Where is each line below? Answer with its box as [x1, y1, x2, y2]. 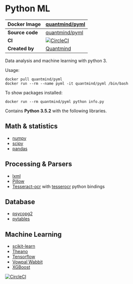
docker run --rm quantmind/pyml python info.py [5, 99, 105, 104]
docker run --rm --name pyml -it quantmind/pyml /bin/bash [5, 81, 129, 86]
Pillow [12, 178, 25, 184]
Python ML [5, 3, 51, 14]
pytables [12, 216, 30, 222]
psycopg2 [12, 211, 33, 217]
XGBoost [12, 264, 30, 270]
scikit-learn [12, 243, 35, 249]
